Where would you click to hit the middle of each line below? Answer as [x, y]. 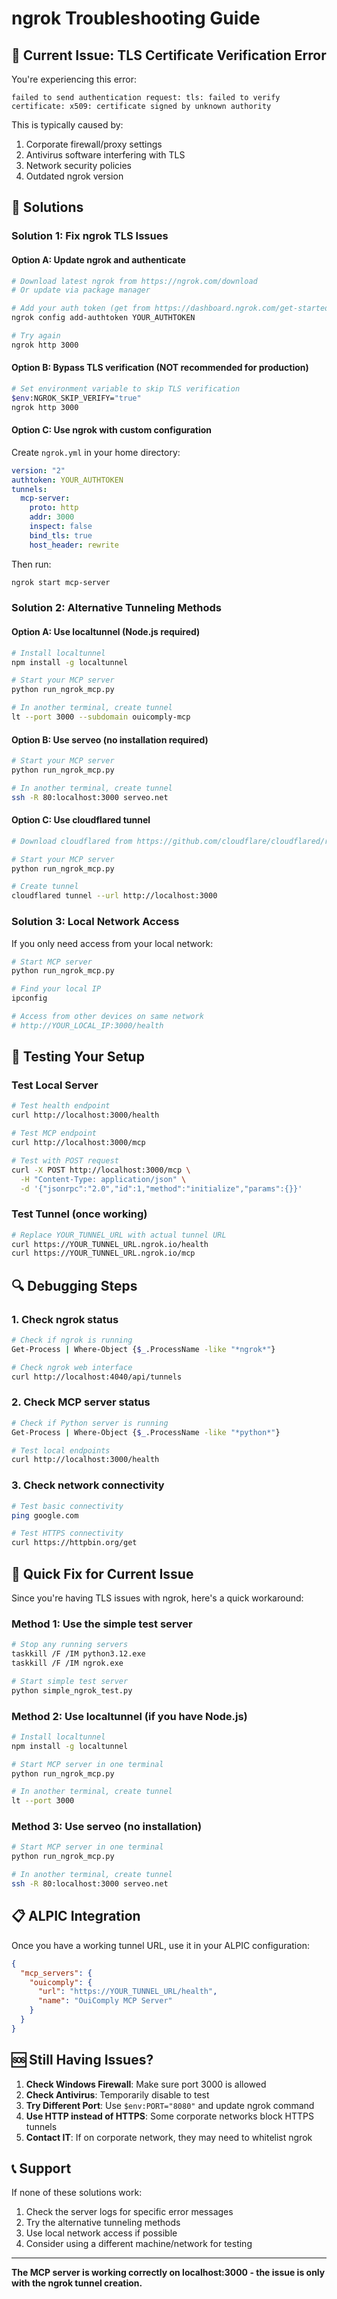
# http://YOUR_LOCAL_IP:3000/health [87, 1025]
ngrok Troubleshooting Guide [136, 18]
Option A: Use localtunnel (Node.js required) [106, 632]
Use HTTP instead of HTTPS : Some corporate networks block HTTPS [169, 2116]
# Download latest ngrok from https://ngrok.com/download [134, 281]
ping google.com [45, 1515]
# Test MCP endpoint [54, 1133]
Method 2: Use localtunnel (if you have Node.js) [129, 1716]
